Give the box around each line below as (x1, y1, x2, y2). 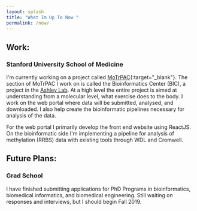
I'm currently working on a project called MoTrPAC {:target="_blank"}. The (6, 74, 188, 81)
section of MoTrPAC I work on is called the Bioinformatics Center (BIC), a (6, 80, 186, 88)
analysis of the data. (6, 112, 56, 119)
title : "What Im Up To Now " (6, 14, 79, 20)
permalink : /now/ (6, 20, 50, 26)
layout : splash (6, 8, 44, 15)
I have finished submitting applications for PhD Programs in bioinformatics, (6, 185, 190, 192)
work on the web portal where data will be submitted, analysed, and (6, 100, 174, 107)
